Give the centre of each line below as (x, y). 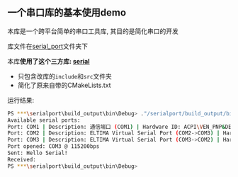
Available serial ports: (44, 120)
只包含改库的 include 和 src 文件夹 (64, 76)
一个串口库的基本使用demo (67, 13)
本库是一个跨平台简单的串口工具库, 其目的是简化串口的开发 (93, 31)
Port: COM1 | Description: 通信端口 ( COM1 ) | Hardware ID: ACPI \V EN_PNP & (116, 127)
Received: (22, 159)
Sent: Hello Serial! (38, 153)
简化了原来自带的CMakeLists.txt (64, 85)
